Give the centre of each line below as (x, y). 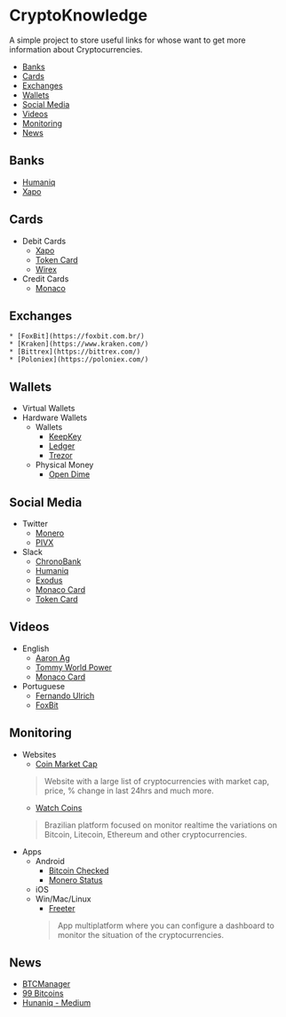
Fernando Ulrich (65, 695)
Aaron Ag (53, 657)
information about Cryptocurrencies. (76, 49)
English (36, 648)
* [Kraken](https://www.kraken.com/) (79, 344)
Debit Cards (44, 241)
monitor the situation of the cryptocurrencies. (141, 934)
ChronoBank (58, 561)
